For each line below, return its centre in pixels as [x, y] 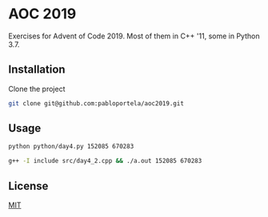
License [28, 185]
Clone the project [37, 89]
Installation [37, 70]
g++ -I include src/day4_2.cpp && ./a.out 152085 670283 [105, 161]
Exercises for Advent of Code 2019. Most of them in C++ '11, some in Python [134, 36]
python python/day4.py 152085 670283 [71, 147]
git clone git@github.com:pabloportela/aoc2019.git [96, 103]
